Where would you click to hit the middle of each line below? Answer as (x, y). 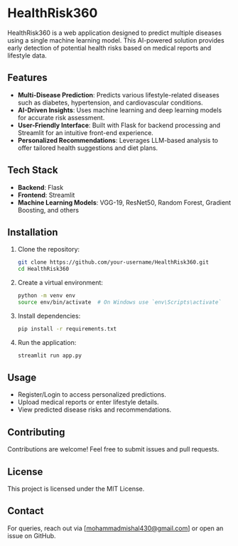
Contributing (36, 432)
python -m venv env (47, 296)
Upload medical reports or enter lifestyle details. (88, 402)
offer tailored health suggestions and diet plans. (88, 148)
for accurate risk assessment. (61, 117)
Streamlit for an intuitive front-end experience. (86, 132)
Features (27, 78)
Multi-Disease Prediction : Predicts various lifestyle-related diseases (118, 95)
